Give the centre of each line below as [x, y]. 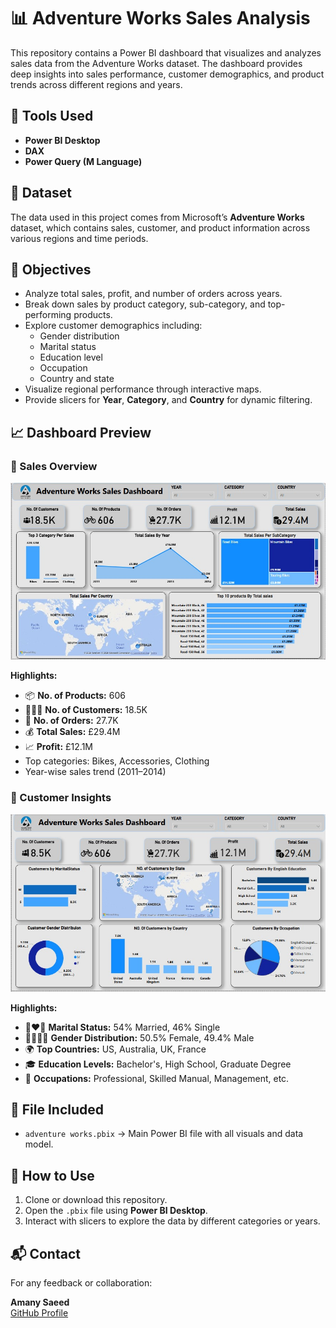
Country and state [77, 379]
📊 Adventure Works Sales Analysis [160, 18]
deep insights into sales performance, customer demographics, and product [167, 74]
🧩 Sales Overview [54, 466]
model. [39, 1144]
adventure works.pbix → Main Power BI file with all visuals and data [164, 1134]
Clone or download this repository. [96, 1200]
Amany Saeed [40, 1302]
